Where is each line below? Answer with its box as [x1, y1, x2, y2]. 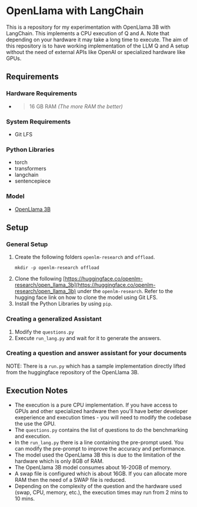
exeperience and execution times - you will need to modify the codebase [14, 414, 192, 421]
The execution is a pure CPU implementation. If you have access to [14, 401, 178, 408]
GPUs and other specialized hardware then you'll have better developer [14, 407, 188, 415]
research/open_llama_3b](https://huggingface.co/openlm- [14, 281, 156, 288]
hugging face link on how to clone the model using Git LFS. [14, 294, 158, 301]
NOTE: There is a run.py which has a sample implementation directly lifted [6, 362, 186, 370]
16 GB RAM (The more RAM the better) [29, 103, 123, 110]
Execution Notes [6, 386, 68, 396]
